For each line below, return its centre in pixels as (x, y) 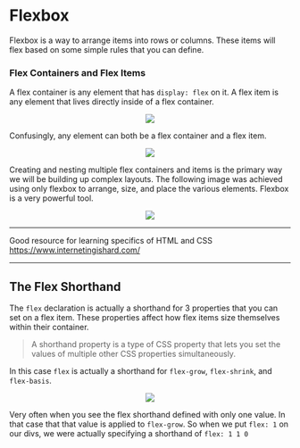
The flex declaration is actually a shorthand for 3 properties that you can (144, 308)
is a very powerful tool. (51, 198)
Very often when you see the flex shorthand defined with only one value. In (147, 415)
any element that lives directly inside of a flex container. (112, 102)
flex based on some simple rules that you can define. (107, 49)
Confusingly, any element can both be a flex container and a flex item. (138, 136)
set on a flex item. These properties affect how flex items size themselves (145, 318)
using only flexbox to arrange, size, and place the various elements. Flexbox (149, 189)
